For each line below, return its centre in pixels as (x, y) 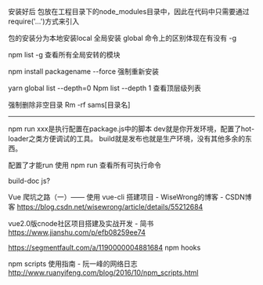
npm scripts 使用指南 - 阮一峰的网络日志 (73, 264)
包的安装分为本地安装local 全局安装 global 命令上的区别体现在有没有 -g (122, 38)
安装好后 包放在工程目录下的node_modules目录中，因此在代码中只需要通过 (129, 11)
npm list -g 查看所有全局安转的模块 (64, 55)
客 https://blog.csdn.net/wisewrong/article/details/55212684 (106, 207)
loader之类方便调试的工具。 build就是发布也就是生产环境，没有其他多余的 (126, 139)
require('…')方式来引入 (44, 21)
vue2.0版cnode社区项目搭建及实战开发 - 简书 (81, 223)
